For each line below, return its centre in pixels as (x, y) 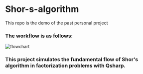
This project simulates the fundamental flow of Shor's (72, 60)
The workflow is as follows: (39, 36)
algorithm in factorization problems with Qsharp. (66, 66)
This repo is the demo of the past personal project (57, 23)
